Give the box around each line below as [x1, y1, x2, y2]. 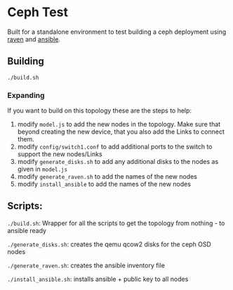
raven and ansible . [7, 34, 61, 43]
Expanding [7, 90, 45, 100]
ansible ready [7, 226, 47, 234]
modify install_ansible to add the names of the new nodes [17, 180, 192, 189]
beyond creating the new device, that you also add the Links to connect [17, 127, 225, 136]
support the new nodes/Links [17, 150, 103, 158]
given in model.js [17, 165, 68, 173]
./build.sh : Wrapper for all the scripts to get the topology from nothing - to [7, 219, 225, 227]
